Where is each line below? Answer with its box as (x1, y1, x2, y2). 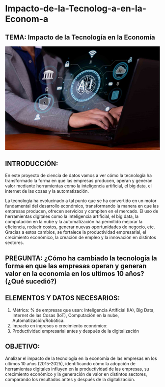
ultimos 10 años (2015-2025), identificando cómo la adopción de (5, 360, 136, 366)
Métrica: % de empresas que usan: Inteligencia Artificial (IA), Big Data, (12, 307, 155, 313)
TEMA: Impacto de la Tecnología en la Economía (5, 33, 156, 41)
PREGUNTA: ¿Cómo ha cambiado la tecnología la (5, 254, 157, 262)
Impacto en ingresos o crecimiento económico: (12, 322, 108, 328)
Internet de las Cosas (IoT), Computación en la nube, (12, 312, 119, 318)
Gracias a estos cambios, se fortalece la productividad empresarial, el (5, 229, 146, 235)
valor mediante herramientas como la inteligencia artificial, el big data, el (5, 183, 152, 189)
